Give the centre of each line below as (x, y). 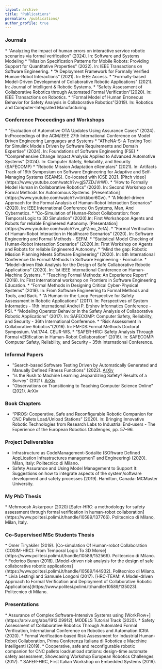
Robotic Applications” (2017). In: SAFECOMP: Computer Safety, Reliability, (79, 316)
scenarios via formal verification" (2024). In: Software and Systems (72, 56)
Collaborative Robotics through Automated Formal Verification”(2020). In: (78, 92)
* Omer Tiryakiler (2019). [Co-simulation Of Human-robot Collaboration (76, 545)
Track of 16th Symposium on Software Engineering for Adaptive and (73, 172)
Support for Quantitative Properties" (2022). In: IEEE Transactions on (74, 66)
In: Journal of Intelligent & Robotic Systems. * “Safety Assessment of (74, 87)
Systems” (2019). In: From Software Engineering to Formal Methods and (77, 290)
